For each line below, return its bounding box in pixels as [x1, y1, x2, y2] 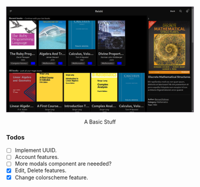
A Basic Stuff [84, 118, 116, 125]
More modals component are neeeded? [14, 160, 112, 167]
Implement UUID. [14, 147, 57, 154]
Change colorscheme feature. [14, 174, 88, 181]
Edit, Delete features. [14, 167, 67, 174]
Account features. [14, 154, 60, 161]
